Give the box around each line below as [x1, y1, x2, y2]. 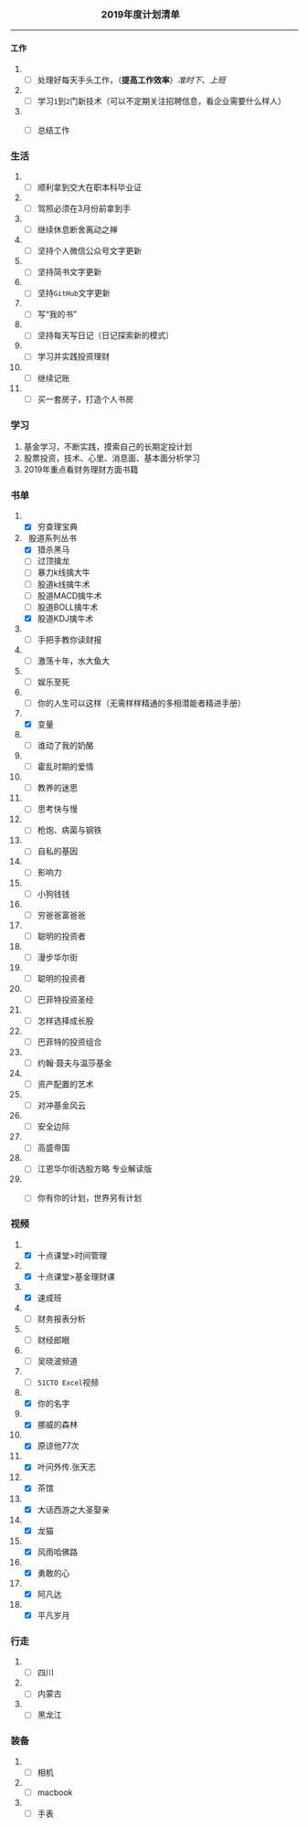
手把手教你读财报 [37, 633, 102, 645]
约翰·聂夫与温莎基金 [37, 1057, 112, 1068]
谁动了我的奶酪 [37, 740, 94, 751]
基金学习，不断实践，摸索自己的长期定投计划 [23, 441, 193, 451]
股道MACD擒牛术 [37, 590, 102, 600]
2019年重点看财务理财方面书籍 [23, 463, 139, 474]
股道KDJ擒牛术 [37, 612, 94, 623]
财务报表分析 [37, 1313, 86, 1324]
